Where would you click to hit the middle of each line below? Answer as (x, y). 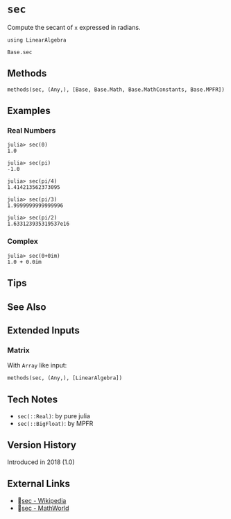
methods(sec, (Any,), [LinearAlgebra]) (65, 378)
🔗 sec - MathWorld (43, 508)
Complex (23, 241)
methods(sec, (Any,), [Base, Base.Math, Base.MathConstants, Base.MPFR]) (116, 90)
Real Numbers (32, 131)
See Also (27, 307)
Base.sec (20, 52)
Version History (42, 445)
